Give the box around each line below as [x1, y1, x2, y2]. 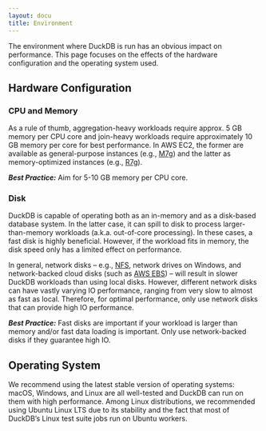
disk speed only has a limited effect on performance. [8, 245, 182, 254]
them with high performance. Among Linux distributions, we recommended [8, 397, 256, 406]
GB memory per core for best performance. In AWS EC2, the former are [8, 141, 244, 150]
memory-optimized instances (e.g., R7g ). [8, 158, 143, 167]
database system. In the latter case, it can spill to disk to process [8, 219, 222, 229]
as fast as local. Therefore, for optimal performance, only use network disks [8, 294, 258, 304]
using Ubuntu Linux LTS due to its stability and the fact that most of [8, 405, 230, 415]
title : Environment [8, 19, 73, 27]
